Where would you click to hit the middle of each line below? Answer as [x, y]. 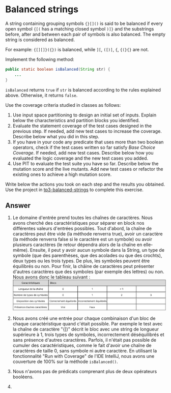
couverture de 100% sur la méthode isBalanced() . [65, 361]
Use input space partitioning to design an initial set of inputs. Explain [84, 115]
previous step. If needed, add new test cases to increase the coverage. [87, 131]
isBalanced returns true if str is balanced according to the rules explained [83, 89]
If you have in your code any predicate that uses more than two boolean [88, 142]
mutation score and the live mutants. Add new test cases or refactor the [88, 169]
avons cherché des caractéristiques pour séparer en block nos [78, 223]
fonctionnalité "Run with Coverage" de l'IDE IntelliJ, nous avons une [83, 356]
